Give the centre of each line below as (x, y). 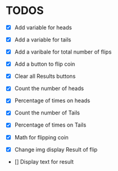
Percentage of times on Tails (50, 125)
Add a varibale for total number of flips (63, 52)
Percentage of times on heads (52, 100)
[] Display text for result (44, 161)
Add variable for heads (43, 27)
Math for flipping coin (41, 137)
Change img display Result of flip (56, 149)
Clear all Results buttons (45, 76)
